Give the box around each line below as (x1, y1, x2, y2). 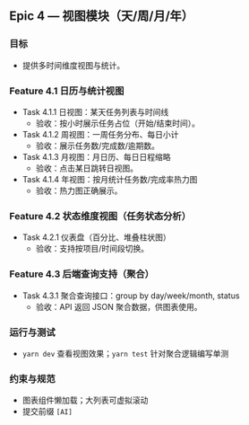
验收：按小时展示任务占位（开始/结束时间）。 (35, 118, 200, 128)
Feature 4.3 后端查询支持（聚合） (9, 268, 155, 280)
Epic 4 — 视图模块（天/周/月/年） (9, 8, 194, 24)
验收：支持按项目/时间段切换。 (35, 243, 150, 254)
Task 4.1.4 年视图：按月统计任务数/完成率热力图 (21, 173, 198, 184)
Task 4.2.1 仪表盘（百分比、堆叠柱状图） (21, 232, 172, 243)
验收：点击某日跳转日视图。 (35, 163, 139, 173)
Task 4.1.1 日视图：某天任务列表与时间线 (21, 106, 169, 117)
